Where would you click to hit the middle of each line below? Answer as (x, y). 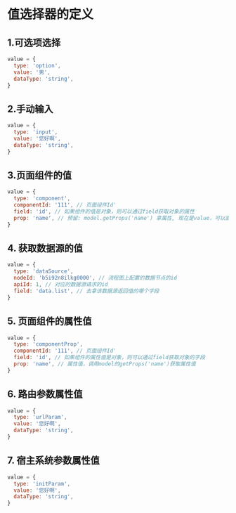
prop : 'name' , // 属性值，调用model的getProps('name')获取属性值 (105, 364)
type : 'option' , (37, 65)
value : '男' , (32, 72)
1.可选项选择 (34, 43)
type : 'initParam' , (42, 483)
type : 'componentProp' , (48, 344)
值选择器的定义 (51, 14)
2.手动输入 (31, 109)
